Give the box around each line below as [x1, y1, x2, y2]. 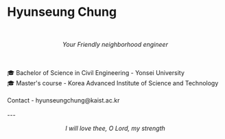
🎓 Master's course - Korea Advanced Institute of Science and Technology [7, 78, 219, 87]
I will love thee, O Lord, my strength [64, 124, 166, 132]
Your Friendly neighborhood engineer [62, 40, 168, 48]
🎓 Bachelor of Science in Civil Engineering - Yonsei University [7, 68, 185, 76]
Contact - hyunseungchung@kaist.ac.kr [7, 96, 120, 104]
